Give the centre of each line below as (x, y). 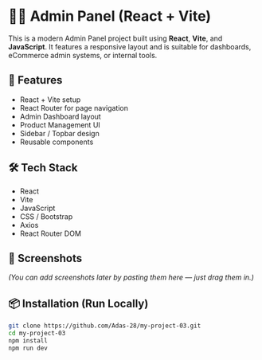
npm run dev (28, 348)
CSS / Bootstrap (46, 216)
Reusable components (57, 142)
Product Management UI (60, 125)
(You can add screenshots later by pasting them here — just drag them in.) (131, 277)
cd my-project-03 (37, 334)
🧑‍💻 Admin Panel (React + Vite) (110, 16)
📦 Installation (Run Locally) (78, 303)
